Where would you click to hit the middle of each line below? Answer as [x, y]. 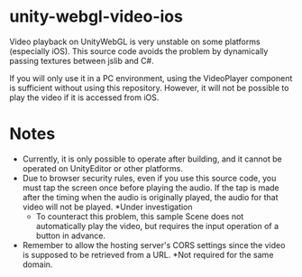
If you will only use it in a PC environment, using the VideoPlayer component [151, 78]
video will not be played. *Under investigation [107, 207]
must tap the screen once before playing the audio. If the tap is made [151, 188]
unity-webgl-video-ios [96, 17]
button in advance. [71, 235]
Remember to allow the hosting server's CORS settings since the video [154, 245]
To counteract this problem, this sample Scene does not [140, 216]
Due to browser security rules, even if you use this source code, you [149, 178]
